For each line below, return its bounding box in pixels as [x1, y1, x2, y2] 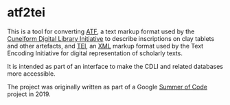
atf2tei [7, 5, 46, 20]
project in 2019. [7, 90, 51, 98]
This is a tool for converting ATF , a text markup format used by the [7, 27, 195, 35]
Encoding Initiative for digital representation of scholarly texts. [7, 49, 183, 57]
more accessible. [7, 70, 56, 78]
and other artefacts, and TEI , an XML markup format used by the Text [7, 42, 204, 50]
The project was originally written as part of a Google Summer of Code [7, 82, 208, 91]
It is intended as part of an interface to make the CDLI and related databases [7, 62, 223, 70]
